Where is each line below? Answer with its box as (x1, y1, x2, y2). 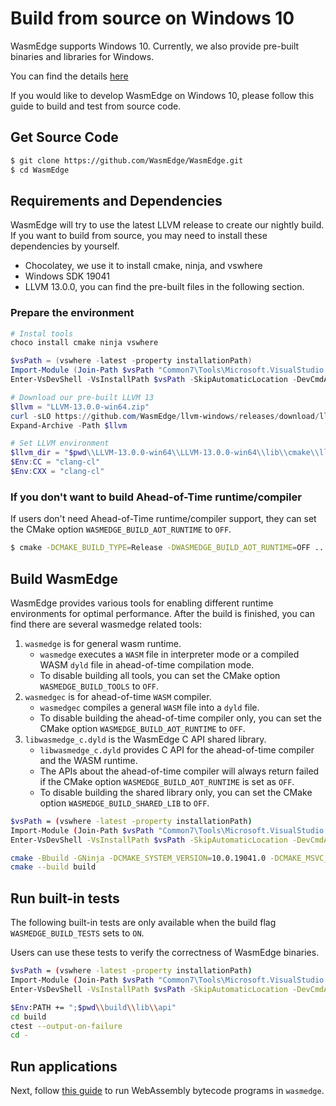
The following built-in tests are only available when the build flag (10, 917, 277, 929)
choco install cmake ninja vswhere (10, 338, 159, 348)
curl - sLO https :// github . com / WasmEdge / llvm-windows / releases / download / (10, 411, 320, 421)
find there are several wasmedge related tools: (10, 618, 203, 630)
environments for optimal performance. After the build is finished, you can (10, 607, 315, 619)
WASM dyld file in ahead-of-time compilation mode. (39, 658, 255, 671)
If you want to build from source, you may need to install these (10, 230, 268, 242)
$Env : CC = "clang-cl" (10, 457, 101, 467)
